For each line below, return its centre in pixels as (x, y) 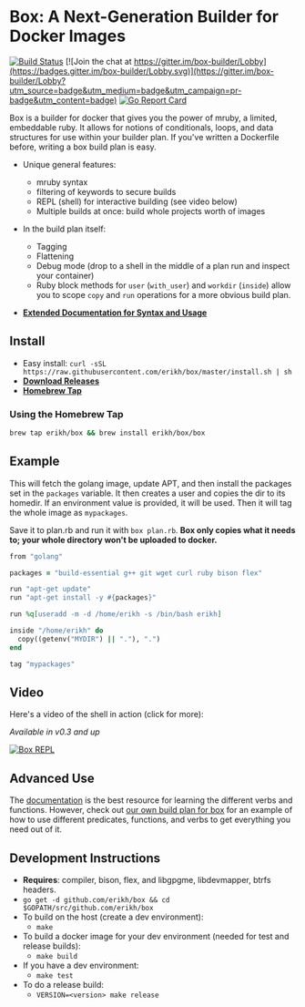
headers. (39, 889)
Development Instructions (85, 858)
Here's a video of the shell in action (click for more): (107, 714)
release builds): (51, 946)
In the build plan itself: (64, 229)
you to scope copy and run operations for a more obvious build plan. (163, 294)
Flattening (55, 256)
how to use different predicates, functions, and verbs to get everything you (150, 820)
